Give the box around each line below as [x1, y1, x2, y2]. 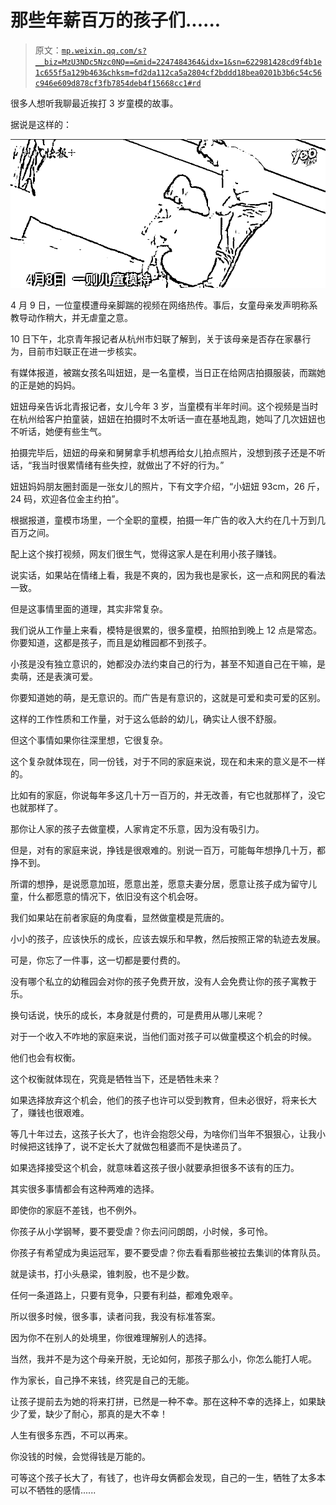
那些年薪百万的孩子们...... [10, 9, 222, 32]
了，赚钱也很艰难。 [10, 1107, 90, 1119]
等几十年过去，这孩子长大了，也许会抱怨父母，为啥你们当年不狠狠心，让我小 [10, 1128, 326, 1140]
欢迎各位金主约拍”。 [41, 493, 125, 505]
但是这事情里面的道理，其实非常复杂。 [10, 603, 168, 615]
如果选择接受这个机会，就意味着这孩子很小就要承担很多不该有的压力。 [10, 1162, 300, 1174]
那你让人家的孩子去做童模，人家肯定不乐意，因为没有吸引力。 [10, 823, 265, 835]
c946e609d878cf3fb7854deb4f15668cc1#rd [34, 78, 202, 88]
